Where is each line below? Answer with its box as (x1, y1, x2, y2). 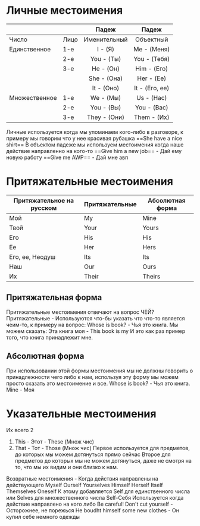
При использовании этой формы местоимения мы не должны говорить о (6, 367, 193, 374)
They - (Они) (87, 113, 125, 121)
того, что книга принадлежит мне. (6, 334, 93, 341)
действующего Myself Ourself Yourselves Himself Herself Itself (6, 482, 163, 489)
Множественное (9, 93, 57, 102)
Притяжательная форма (6, 292, 102, 302)
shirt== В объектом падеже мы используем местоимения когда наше (6, 141, 184, 148)
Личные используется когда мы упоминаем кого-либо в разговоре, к (6, 128, 183, 135)
